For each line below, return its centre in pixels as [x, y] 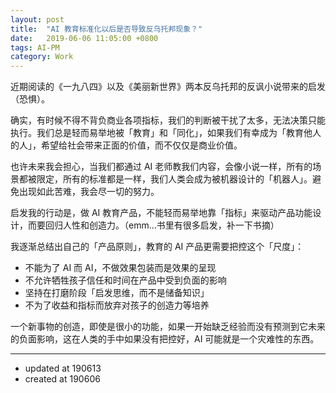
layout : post [37, 19]
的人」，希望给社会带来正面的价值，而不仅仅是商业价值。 [126, 145]
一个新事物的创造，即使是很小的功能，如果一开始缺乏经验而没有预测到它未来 [168, 327]
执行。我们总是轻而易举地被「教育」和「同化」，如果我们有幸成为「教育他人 [166, 133]
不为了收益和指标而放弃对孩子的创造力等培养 [117, 305]
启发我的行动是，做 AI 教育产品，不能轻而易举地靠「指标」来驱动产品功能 [161, 213]
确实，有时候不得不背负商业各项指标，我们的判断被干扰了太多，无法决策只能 [168, 120]
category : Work [42, 57]
